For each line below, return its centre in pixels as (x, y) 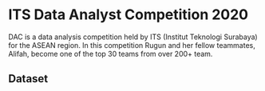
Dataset (28, 79)
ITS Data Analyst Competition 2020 (129, 15)
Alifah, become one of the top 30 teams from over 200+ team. (111, 53)
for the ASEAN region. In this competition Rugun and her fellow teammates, (132, 45)
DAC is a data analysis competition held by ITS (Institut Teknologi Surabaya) (133, 37)
